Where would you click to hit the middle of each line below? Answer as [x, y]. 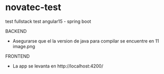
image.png [24, 46]
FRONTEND [18, 56]
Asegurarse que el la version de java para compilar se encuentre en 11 [86, 41]
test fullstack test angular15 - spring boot [48, 21]
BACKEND [16, 31]
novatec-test [33, 7]
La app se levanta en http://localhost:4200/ [58, 66]
